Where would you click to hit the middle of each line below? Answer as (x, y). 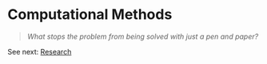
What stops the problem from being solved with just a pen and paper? (143, 36)
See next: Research (40, 51)
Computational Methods (90, 15)
